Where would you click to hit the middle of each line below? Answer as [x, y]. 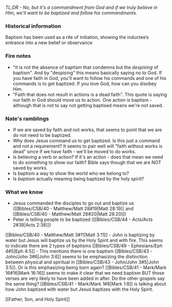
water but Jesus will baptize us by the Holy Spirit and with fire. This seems [84, 240]
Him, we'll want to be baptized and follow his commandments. [71, 13]
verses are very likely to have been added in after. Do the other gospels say [85, 278]
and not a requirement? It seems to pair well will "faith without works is [88, 146]
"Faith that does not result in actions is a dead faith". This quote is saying [90, 94]
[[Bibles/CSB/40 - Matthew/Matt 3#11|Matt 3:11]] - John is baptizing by [80, 235]
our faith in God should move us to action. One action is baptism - [82, 100]
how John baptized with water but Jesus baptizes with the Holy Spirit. [79, 290]
